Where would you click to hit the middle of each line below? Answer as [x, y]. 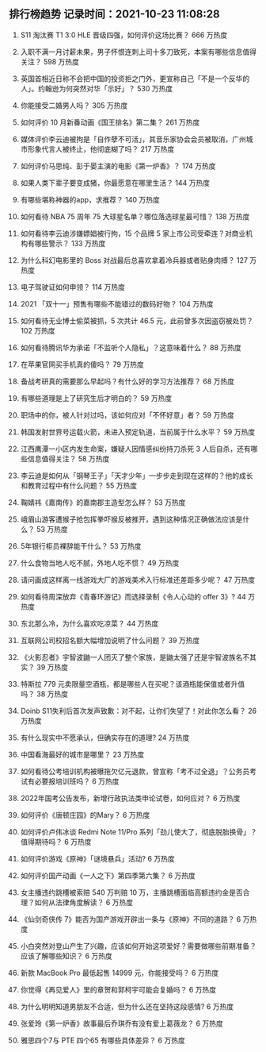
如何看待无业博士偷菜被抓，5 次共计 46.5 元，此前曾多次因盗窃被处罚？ [137, 321]
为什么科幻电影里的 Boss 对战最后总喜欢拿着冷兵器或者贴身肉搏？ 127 [134, 260]
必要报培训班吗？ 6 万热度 [77, 781]
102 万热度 [38, 330]
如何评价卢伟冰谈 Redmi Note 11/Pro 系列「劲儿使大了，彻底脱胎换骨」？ [139, 831]
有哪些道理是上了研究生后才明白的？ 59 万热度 [96, 398]
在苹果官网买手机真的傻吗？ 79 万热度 [82, 364]
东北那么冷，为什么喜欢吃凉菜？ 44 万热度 [89, 623]
